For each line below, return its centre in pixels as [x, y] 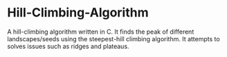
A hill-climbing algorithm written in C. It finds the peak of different [101, 32]
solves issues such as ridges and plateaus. [68, 46]
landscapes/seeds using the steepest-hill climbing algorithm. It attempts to [113, 38]
